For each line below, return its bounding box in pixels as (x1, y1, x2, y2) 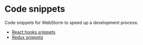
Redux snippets (11, 34, 44, 40)
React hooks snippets (11, 29, 56, 35)
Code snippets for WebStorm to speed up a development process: (4, 20, 139, 25)
